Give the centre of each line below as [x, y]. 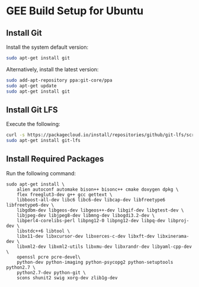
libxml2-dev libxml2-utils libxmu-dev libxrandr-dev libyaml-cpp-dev [105, 247]
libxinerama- [173, 236]
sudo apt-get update [32, 86]
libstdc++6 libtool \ [43, 231]
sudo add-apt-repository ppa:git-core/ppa [59, 80]
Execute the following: [33, 124]
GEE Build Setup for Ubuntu [75, 11]
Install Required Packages [55, 159]
